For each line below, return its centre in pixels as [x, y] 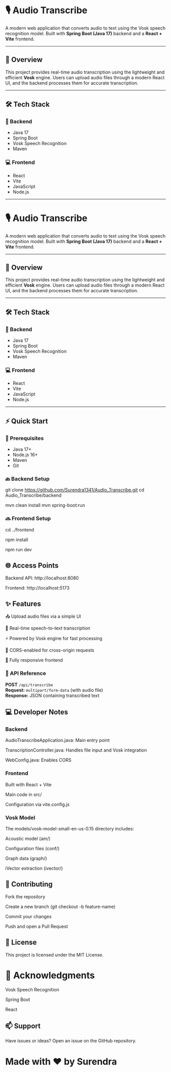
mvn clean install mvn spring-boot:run [45, 505]
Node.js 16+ [25, 455]
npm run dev [19, 549]
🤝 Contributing [29, 884]
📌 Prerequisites [25, 438]
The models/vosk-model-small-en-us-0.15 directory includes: [70, 828]
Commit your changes [28, 916]
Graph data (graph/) [26, 858]
